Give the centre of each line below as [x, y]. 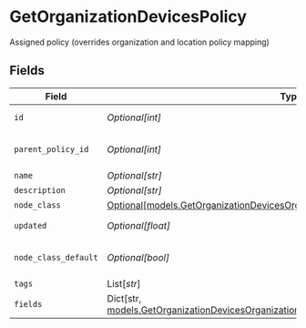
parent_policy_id [51, 149]
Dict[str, [124, 298]
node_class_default [56, 257]
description [40, 190]
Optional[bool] [138, 257]
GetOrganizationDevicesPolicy [128, 17]
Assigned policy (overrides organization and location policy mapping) [140, 42]
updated [31, 225]
